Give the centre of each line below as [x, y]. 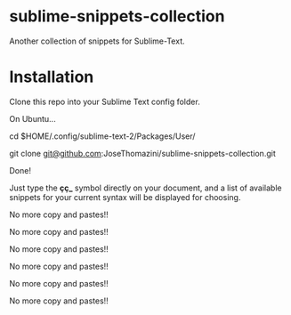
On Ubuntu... [32, 118]
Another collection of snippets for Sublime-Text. [97, 41]
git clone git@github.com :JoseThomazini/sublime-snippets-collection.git [142, 153]
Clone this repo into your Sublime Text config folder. [105, 101]
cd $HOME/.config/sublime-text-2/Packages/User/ [102, 136]
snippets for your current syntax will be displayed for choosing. [125, 197]
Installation [52, 77]
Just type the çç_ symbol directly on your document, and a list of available [145, 188]
